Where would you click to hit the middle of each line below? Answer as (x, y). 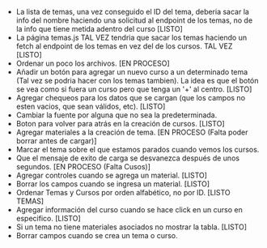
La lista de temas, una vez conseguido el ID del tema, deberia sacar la (132, 12)
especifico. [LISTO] (48, 218)
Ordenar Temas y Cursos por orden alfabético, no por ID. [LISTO (123, 192)
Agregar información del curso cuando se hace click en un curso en (129, 210)
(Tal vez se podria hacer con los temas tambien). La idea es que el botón (137, 81)
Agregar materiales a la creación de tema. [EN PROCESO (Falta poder (132, 132)
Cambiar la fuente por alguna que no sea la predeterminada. (117, 115)
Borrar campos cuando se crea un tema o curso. (97, 235)
